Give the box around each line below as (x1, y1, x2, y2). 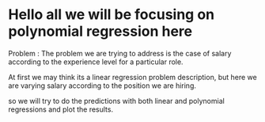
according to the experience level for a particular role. (8, 57, 184, 67)
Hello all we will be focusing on (8, 6, 215, 24)
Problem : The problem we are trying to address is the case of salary (8, 48, 232, 58)
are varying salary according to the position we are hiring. (8, 81, 196, 90)
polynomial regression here (8, 22, 192, 40)
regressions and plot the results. (8, 105, 113, 114)
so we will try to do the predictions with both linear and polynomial (8, 96, 225, 105)
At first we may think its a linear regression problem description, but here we (8, 72, 257, 82)
